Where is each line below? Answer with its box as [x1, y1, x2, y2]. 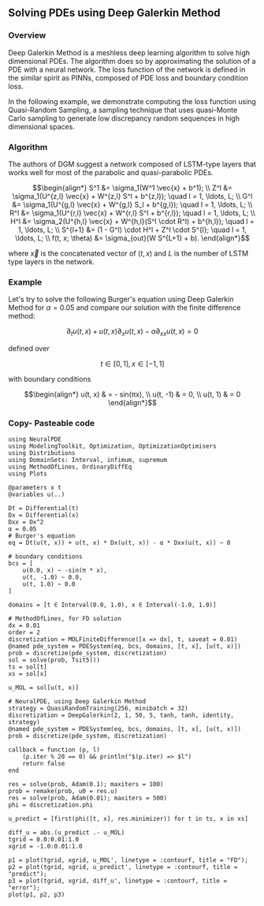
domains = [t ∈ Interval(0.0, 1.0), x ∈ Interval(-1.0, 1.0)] [8, 601, 217, 610]
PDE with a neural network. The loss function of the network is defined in [8, 65, 246, 74]
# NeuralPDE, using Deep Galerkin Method [8, 698, 147, 706]
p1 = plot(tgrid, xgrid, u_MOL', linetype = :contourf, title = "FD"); [8, 856, 248, 864]
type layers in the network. [8, 256, 95, 267]
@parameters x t [8, 484, 61, 492]
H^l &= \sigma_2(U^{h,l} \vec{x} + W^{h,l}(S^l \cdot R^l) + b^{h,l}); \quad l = [10, 216, 255, 226]
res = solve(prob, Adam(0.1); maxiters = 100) [8, 781, 164, 789]
